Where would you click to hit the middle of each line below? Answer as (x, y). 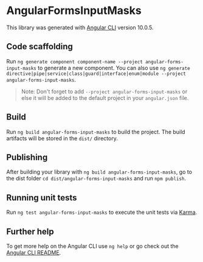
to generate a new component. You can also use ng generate (114, 68)
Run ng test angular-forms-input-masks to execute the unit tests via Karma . (102, 212)
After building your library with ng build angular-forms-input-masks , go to (99, 172)
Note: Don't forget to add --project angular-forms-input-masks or (104, 91)
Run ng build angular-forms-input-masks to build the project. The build (96, 132)
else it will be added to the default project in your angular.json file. (105, 97)
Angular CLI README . (34, 253)
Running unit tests (42, 198)
